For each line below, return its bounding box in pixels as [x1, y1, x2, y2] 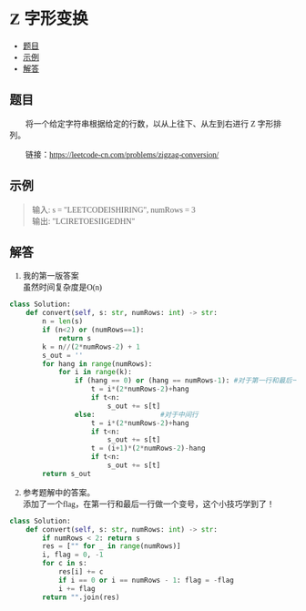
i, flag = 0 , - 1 [42, 550, 104, 560]
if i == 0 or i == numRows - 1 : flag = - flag [57, 575, 234, 585]
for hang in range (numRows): [42, 359, 153, 369]
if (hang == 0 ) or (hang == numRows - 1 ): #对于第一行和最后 [74, 376, 293, 385]
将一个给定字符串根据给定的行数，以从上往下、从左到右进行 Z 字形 [25, 119, 274, 128]
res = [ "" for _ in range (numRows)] [42, 542, 181, 551]
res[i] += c [57, 567, 104, 576]
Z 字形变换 [9, 10, 88, 28]
